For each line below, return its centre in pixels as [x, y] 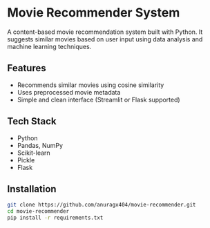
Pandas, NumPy [40, 145]
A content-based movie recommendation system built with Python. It [105, 32]
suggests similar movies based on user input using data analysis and [105, 39]
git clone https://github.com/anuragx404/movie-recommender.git [102, 205]
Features [27, 68]
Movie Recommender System [94, 13]
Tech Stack [32, 121]
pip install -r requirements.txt [55, 218]
